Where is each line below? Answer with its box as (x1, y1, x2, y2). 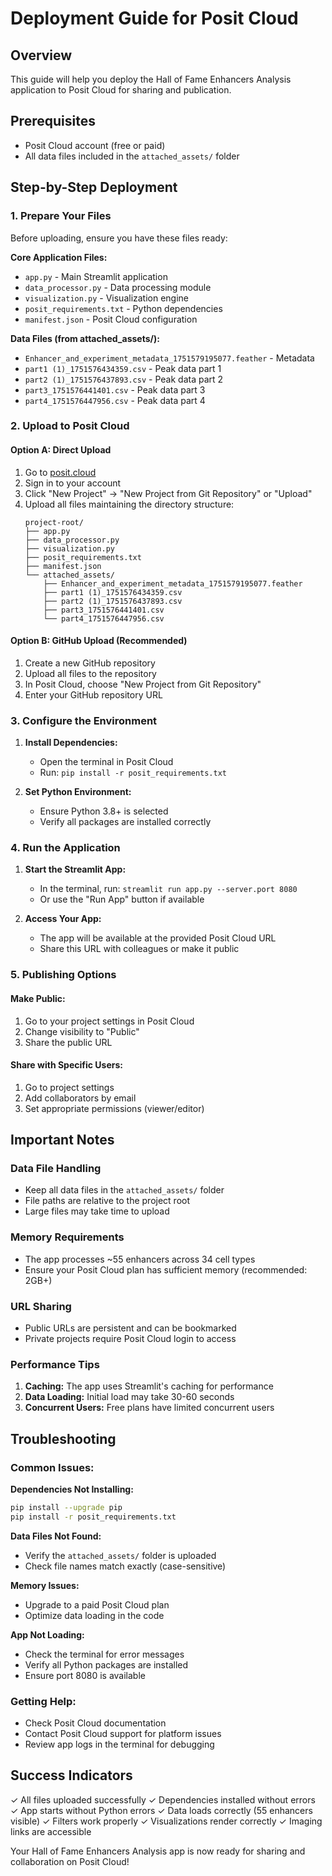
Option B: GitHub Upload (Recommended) (10, 635, 188, 647)
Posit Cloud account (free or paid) (24, 139, 166, 151)
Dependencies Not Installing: (10, 1483, 134, 1496)
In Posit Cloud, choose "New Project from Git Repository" (24, 678, 262, 690)
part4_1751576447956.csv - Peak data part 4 (24, 394, 206, 406)
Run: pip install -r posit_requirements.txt (39, 767, 227, 779)
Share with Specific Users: (10, 1059, 123, 1071)
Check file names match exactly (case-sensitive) (24, 1560, 227, 1572)
